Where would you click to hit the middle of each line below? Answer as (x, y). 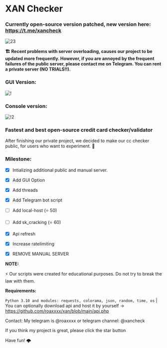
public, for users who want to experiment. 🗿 (50, 146)
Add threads (25, 190)
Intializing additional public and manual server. (60, 170)
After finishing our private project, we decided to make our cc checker (77, 141)
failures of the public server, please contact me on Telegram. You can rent (83, 64)
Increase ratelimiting (33, 243)
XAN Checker (34, 9)
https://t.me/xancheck (33, 30)
